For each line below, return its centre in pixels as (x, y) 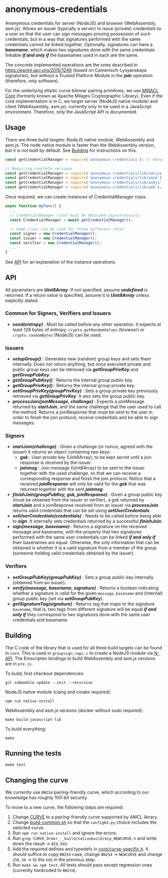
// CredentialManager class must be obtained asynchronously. (76, 215)
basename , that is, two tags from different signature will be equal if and (84, 609)
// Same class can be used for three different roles (67, 229)
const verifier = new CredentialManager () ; (55, 243)
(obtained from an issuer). (39, 582)
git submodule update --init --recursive (49, 682)
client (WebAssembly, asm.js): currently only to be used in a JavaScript (78, 106)
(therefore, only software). (32, 81)
